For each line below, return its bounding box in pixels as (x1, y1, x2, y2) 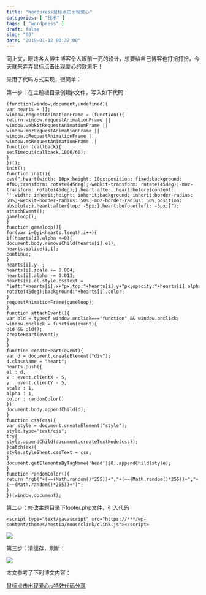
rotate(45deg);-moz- (140, 181, 193, 188)
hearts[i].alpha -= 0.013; (6, 273, 75, 279)
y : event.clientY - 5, (6, 380, 67, 386)
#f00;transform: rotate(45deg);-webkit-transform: (6, 181, 139, 188)
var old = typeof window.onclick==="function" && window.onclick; (6, 316, 180, 322)
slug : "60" (6, 32, 34, 38)
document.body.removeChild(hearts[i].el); (6, 240, 116, 246)
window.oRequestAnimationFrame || (6, 133, 95, 139)
